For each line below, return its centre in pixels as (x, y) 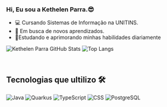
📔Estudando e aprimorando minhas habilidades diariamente (88, 37)
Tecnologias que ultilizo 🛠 (56, 80)
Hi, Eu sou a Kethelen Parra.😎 (50, 9)
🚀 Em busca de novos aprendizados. (59, 31)
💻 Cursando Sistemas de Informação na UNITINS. (76, 22)
